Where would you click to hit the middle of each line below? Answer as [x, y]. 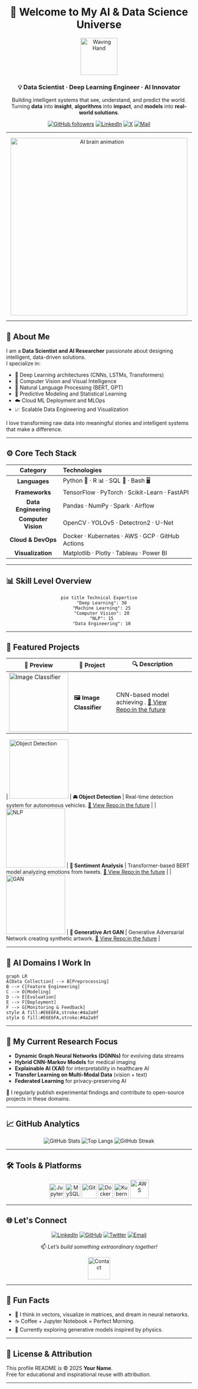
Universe [99, 25]
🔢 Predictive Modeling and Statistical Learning [70, 394]
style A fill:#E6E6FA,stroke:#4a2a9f [52, 1013]
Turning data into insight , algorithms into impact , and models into [92, 107]
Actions [73, 543]
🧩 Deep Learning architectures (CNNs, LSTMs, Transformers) [89, 375]
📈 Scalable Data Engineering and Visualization [71, 409]
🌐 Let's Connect [37, 1221]
